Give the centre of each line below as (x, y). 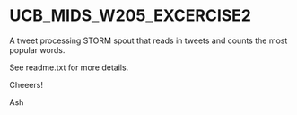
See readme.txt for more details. (69, 67)
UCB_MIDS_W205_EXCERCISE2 (130, 16)
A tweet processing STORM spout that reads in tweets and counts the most (148, 40)
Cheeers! (26, 84)
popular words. (37, 49)
